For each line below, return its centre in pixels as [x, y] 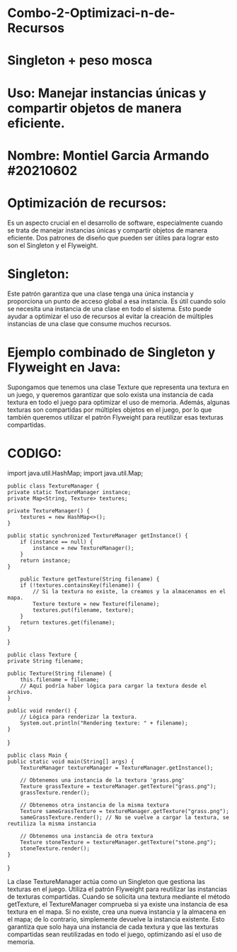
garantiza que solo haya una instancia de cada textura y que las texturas [113, 926]
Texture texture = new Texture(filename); [96, 604]
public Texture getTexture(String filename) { [90, 579]
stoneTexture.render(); [55, 849]
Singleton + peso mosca [80, 61]
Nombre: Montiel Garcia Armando [109, 156]
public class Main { [38, 755]
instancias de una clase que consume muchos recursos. [89, 323]
